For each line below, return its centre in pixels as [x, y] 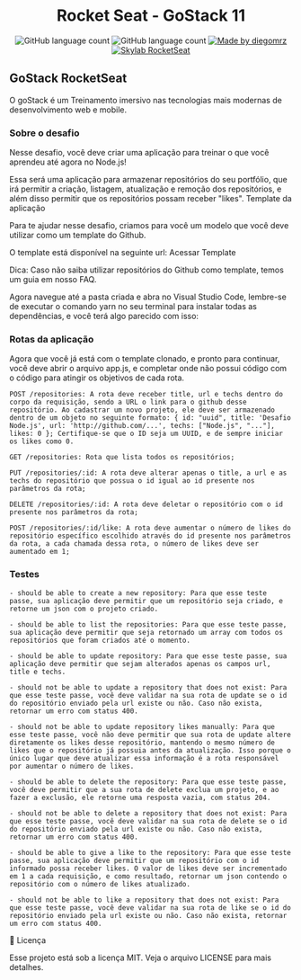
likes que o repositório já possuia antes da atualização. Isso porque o [150, 750]
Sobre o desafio [44, 133]
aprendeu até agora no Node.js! [68, 162]
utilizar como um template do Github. [78, 236]
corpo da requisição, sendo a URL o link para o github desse [128, 402]
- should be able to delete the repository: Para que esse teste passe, [148, 782]
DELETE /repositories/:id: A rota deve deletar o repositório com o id [146, 504]
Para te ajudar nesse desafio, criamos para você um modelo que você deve [149, 226]
